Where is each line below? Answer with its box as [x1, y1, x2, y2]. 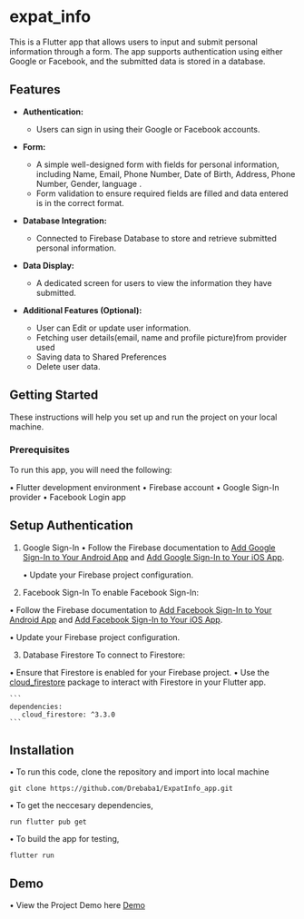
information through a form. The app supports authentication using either [9, 45, 283, 56]
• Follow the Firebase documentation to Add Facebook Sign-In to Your [9, 604, 272, 615]
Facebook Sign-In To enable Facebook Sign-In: [22, 587, 200, 598]
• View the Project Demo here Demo [9, 900, 145, 911]
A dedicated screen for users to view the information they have [35, 277, 272, 288]
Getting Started [9, 388, 99, 403]
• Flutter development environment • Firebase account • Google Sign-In [9, 481, 279, 492]
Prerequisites [9, 443, 70, 456]
